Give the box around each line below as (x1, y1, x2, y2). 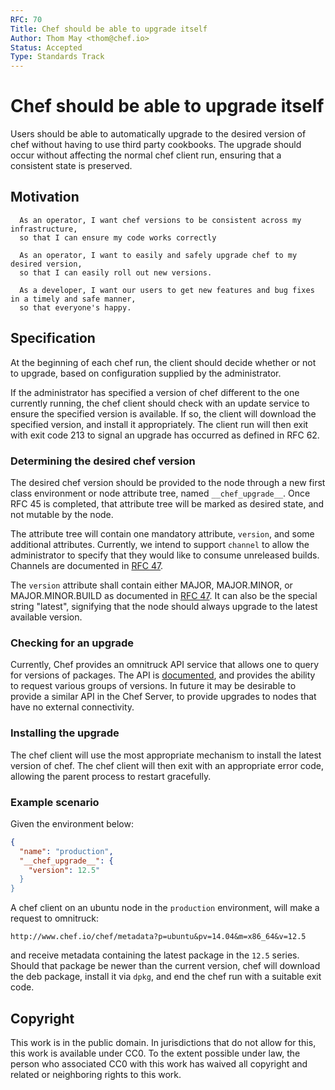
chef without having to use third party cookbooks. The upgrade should (10, 139, 302, 151)
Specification (10, 330, 96, 347)
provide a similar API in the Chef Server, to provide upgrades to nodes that (10, 691, 317, 703)
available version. (10, 611, 83, 623)
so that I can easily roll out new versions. (19, 267, 213, 278)
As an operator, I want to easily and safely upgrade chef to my (19, 250, 298, 260)
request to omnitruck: (10, 912, 100, 925)
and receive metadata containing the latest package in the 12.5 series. (10, 949, 300, 961)
